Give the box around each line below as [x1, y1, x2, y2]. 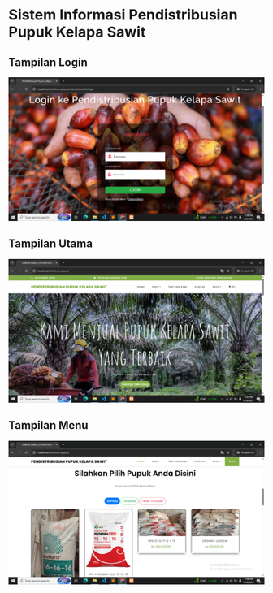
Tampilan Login [8, 55, 88, 69]
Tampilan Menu [8, 418, 89, 432]
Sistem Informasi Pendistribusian [8, 6, 238, 24]
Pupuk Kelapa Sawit [8, 23, 146, 41]
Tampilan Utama [8, 237, 93, 251]
